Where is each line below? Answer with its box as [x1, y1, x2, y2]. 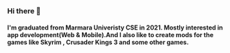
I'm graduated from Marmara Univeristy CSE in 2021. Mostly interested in [7, 23, 224, 32]
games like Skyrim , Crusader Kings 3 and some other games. [7, 38, 189, 46]
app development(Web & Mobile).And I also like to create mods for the [7, 30, 214, 39]
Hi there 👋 [7, 6, 42, 16]
